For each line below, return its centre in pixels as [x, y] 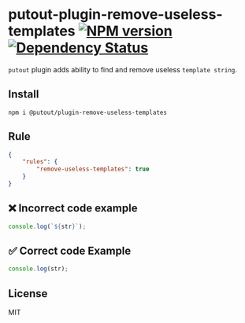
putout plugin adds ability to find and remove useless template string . [123, 69]
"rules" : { [40, 162]
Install [24, 95]
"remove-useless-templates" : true [93, 169]
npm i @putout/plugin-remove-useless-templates [88, 112]
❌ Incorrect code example [73, 209]
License [28, 294]
